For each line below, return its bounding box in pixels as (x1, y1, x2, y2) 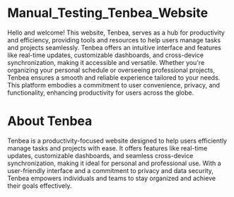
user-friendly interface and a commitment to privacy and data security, (7, 166, 214, 174)
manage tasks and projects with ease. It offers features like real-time (7, 143, 208, 153)
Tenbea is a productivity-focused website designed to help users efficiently (7, 136, 228, 145)
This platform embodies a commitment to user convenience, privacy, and (7, 80, 221, 89)
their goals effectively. (7, 181, 72, 190)
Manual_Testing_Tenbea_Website (7, 5, 209, 21)
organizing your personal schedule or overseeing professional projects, (7, 66, 216, 74)
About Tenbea (7, 113, 93, 129)
